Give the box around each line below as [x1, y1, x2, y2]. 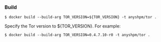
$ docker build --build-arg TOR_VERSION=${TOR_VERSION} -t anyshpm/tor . [4, 15, 157, 20]
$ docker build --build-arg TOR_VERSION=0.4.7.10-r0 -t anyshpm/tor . [4, 33, 150, 38]
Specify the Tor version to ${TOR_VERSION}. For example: [4, 23, 121, 29]
